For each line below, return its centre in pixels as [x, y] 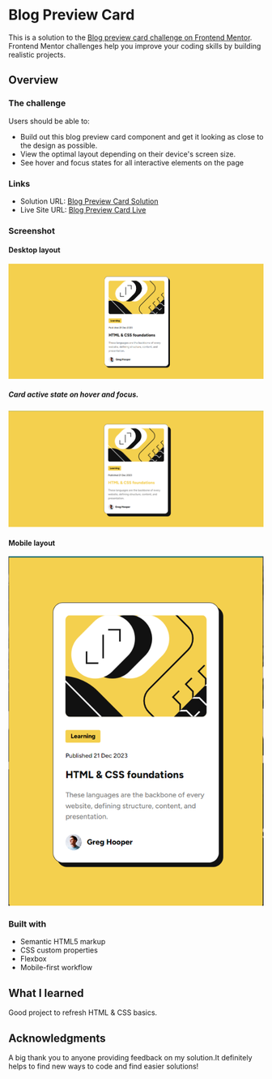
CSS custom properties [59, 950]
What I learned [46, 993]
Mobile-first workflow [56, 968]
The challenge [37, 103]
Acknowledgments [57, 1038]
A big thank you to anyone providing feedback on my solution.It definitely [130, 1058]
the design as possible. [59, 145]
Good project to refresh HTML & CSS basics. [83, 1012]
